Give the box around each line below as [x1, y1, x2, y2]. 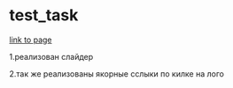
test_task [9, 5, 79, 26]
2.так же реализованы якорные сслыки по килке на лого [9, 68, 224, 79]
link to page [9, 34, 52, 45]
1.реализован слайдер [9, 51, 94, 62]
